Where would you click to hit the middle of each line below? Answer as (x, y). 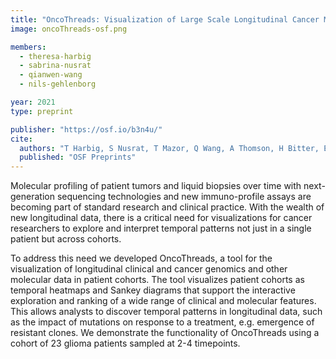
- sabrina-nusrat (55, 66)
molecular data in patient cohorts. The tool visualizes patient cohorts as (157, 280)
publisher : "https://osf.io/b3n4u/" (86, 129)
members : (28, 47)
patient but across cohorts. (66, 239)
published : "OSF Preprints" (78, 157)
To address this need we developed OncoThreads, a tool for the (141, 258)
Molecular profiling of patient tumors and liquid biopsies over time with (156, 186)
